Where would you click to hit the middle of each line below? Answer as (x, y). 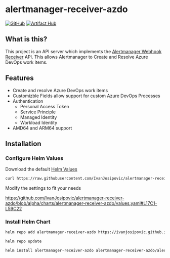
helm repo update (24, 241)
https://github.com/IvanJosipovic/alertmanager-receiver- (65, 198)
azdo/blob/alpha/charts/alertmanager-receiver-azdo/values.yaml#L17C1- (81, 203)
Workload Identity (38, 122)
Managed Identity (38, 117)
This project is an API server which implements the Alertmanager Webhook (83, 51)
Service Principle (38, 112)
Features (19, 78)
